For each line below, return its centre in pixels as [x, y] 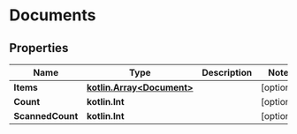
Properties [39, 48]
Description [227, 73]
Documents [53, 15]
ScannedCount [46, 116]
